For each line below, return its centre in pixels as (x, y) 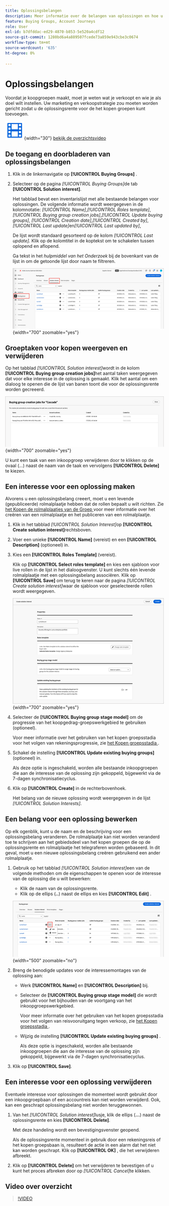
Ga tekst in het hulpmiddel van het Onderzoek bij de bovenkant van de (85, 256)
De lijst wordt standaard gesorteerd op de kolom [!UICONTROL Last (83, 236)
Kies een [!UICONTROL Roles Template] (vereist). (64, 555)
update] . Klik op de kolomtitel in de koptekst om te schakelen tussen (83, 241)
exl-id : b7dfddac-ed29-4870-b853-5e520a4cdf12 (55, 32)
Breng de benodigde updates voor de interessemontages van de (79, 970)
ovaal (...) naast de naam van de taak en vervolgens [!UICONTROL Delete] (82, 465)
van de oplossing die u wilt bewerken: (52, 879)
